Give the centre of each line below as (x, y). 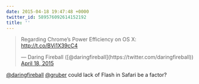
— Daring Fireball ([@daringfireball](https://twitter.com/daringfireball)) (107, 57)
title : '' (18, 22)
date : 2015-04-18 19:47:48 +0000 (48, 12)
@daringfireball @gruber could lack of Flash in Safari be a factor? (86, 75)
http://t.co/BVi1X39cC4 (49, 46)
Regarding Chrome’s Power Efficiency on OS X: (79, 40)
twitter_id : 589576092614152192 (46, 17)
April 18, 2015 (37, 63)
